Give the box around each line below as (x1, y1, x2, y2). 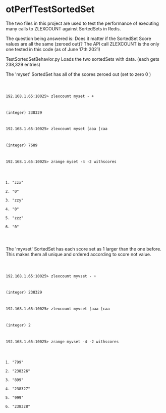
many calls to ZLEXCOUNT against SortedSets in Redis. (6, 25, 121, 31)
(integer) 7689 (6, 143, 38, 148)
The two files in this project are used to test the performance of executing (6, 20, 159, 26)
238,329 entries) (6, 61, 41, 67)
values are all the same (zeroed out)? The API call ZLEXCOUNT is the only (6, 40, 159, 47)
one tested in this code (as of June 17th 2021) (6, 46, 100, 52)
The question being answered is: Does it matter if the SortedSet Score (6, 35, 151, 42)
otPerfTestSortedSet (6, 4, 95, 15)
